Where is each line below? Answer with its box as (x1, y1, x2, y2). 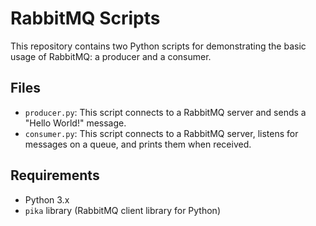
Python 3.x (24, 193, 70, 206)
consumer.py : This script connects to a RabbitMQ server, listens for (24, 127, 299, 139)
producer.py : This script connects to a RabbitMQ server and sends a (24, 106, 307, 118)
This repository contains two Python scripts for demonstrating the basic (10, 40, 307, 52)
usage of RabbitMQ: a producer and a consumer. (10, 50, 212, 62)
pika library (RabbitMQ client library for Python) (24, 204, 221, 216)
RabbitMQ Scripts (10, 7, 161, 30)
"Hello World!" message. (24, 117, 127, 129)
